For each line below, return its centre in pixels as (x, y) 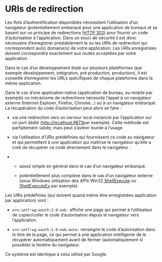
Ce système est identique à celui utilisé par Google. (56, 254)
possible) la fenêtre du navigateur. (46, 245)
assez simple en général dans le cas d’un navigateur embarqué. (83, 166)
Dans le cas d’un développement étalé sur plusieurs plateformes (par (74, 68)
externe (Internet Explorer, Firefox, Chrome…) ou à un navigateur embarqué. (81, 103)
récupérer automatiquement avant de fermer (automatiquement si (77, 239)
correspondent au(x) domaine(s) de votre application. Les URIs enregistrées (81, 48)
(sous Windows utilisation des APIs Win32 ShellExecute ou (78, 181)
